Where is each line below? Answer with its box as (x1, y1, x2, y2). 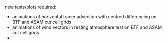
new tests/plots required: (5, 4, 56, 10)
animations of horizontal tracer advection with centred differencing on (12, 14, 157, 19)
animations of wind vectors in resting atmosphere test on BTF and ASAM (12, 24, 162, 30)
